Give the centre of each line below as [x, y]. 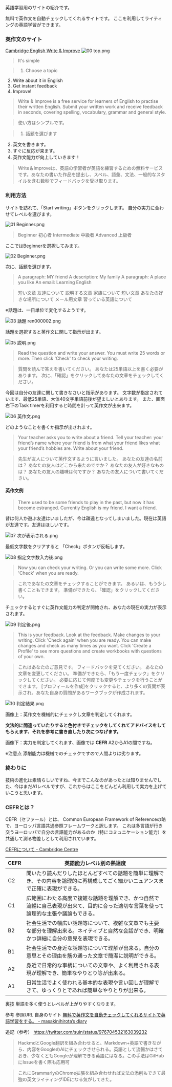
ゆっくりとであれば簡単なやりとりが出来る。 [95, 990]
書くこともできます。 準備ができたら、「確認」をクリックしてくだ [86, 590]
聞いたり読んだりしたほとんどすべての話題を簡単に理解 [93, 873]
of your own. [31, 656]
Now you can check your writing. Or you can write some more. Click [90, 568]
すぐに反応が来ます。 [35, 151]
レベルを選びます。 [34, 214]
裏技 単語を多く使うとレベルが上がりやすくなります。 [62, 1004]
